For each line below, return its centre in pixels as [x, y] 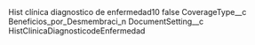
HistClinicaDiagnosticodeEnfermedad [77, 31]
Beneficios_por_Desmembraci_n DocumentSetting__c [106, 21]
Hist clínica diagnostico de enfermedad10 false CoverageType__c [127, 12]
